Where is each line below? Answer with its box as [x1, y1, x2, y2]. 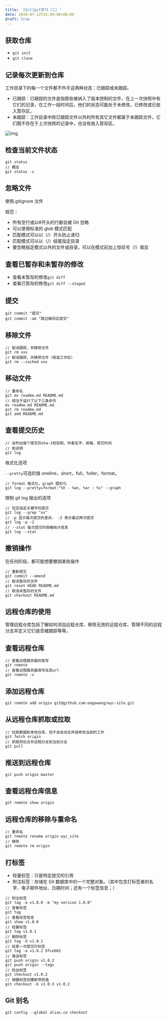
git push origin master [5, 772, 55, 777]
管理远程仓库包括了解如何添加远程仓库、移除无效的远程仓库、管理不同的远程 [5, 622, 162, 628]
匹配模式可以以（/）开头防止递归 [12, 232, 80, 238]
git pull [5, 744, 23, 749]
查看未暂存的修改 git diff [12, 274, 66, 280]
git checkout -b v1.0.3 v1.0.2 [5, 982, 70, 987]
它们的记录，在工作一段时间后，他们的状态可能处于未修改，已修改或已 [12, 102, 157, 108]
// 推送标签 [5, 954, 27, 959]
